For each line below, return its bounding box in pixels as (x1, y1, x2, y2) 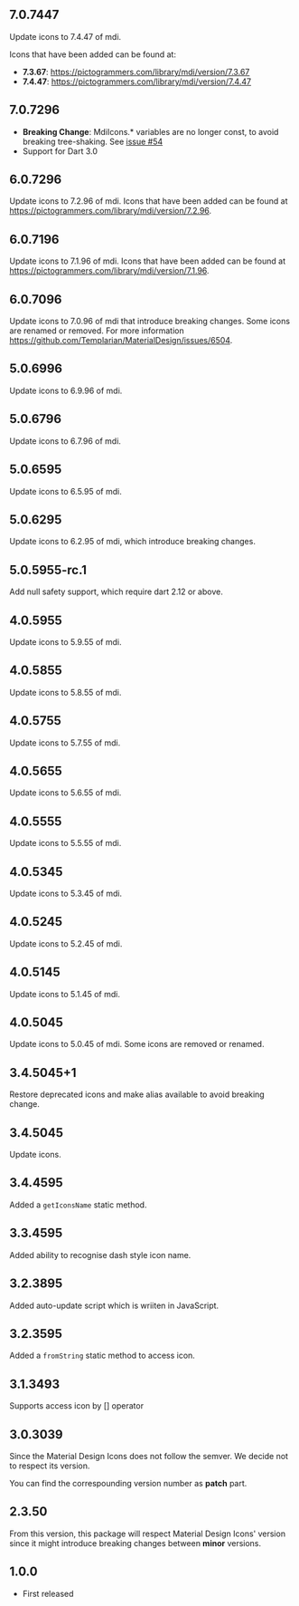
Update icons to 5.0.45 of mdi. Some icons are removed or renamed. (9, 1039, 265, 1050)
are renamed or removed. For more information (9, 325, 184, 336)
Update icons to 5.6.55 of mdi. (9, 787, 122, 798)
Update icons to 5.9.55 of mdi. (9, 636, 122, 647)
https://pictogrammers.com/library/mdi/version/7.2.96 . (9, 206, 212, 216)
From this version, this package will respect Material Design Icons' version (9, 1528, 286, 1539)
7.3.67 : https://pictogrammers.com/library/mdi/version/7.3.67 (22, 66, 250, 77)
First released (22, 1588, 74, 1599)
